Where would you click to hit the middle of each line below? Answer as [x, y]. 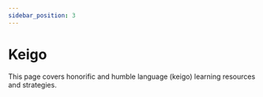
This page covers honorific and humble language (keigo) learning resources [132, 76]
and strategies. [32, 84]
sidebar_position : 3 [42, 15]
